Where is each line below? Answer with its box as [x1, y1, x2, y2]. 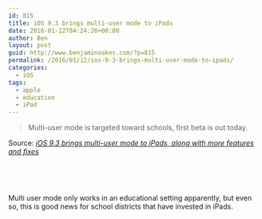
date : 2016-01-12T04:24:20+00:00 [8, 26, 120, 34]
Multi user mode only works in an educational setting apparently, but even [8, 193, 252, 203]
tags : [8, 78, 26, 86]
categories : [8, 64, 48, 72]
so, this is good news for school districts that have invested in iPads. [8, 201, 233, 212]
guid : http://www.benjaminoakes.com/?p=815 [8, 49, 156, 57]
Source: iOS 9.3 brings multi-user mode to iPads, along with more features [8, 138, 254, 148]
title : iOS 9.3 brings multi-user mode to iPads [8, 19, 173, 27]
